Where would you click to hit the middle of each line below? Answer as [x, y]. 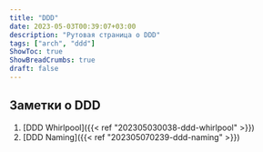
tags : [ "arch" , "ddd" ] [52, 43]
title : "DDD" [34, 18]
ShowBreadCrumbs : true [52, 60]
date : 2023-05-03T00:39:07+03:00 [73, 26]
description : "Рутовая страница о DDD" [85, 35]
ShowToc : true [36, 52]
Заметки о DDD [55, 106]
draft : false [34, 69]
